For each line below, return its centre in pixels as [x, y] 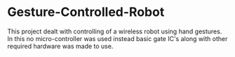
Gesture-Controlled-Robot [86, 12]
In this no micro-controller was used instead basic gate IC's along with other [117, 38]
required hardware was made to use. [60, 46]
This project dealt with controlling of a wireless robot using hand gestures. [115, 31]
